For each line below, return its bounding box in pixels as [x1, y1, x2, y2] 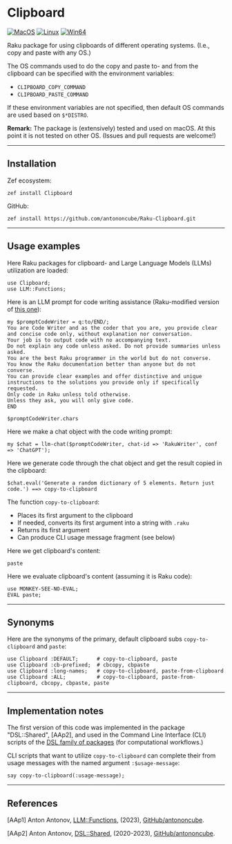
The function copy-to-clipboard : [7, 498, 100, 506]
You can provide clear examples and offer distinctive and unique [7, 373, 202, 379]
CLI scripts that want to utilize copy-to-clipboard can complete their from [7, 751, 216, 760]
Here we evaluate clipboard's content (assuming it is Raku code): [7, 572, 193, 580]
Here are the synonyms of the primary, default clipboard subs [7, 635, 183, 644]
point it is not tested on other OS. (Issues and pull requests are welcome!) [7, 131, 216, 140]
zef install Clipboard [7, 189, 72, 196]
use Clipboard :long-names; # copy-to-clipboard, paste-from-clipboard [7, 668, 224, 675]
